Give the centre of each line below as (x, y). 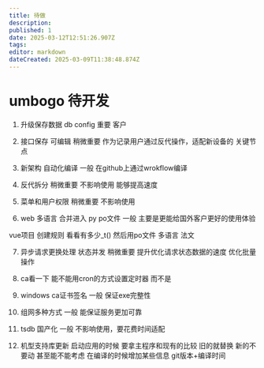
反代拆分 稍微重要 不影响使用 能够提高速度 (89, 184)
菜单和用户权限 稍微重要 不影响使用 (78, 201)
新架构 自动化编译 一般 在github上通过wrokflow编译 (104, 167)
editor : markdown (37, 52)
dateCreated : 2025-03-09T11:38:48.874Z (74, 60)
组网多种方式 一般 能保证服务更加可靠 (81, 312)
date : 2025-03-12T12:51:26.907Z (62, 38)
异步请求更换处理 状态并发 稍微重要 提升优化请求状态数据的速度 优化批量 (138, 252)
